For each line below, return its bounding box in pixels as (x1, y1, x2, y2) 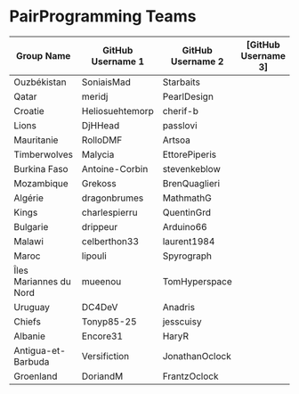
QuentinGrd (162, 206, 212, 218)
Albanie (13, 330, 46, 342)
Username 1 (91, 55, 145, 68)
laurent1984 (162, 234, 215, 247)
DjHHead (81, 119, 120, 131)
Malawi (13, 234, 44, 247)
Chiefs (13, 315, 42, 327)
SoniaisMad (81, 76, 132, 88)
